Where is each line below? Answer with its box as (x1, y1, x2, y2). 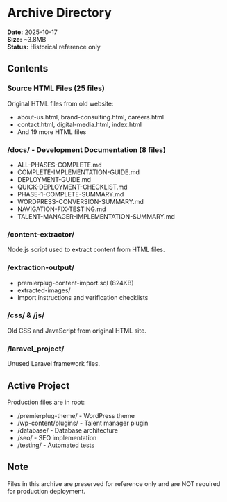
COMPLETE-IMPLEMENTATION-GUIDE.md (17, 168, 140, 176)
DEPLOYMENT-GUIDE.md (17, 175, 92, 183)
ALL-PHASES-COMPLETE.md (17, 160, 102, 169)
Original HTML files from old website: (7, 99, 114, 108)
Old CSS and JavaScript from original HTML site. (7, 326, 147, 335)
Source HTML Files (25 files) (7, 83, 106, 93)
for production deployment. (7, 487, 85, 495)
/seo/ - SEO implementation (17, 433, 97, 442)
